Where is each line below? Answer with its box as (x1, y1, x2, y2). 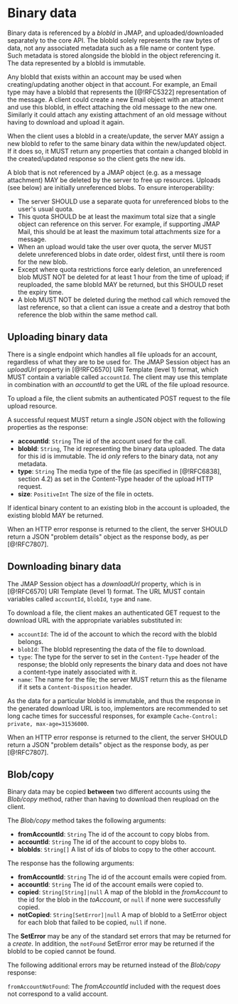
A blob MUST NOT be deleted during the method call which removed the (17, 295, 231, 304)
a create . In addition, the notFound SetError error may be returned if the (7, 939, 215, 948)
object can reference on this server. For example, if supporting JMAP (17, 219, 220, 228)
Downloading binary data (7, 561, 121, 573)
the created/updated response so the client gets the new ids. (7, 154, 186, 163)
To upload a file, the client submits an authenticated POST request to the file (7, 393, 231, 403)
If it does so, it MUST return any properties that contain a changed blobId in (7, 147, 229, 155)
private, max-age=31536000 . (7, 719, 90, 727)
